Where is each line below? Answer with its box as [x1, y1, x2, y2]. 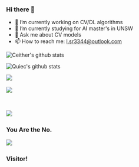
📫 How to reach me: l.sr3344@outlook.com [14, 38, 123, 45]
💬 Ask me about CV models [14, 31, 81, 38]
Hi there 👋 [6, 5, 35, 14]
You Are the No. [6, 126, 52, 134]
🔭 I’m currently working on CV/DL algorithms [14, 19, 123, 26]
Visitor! [6, 155, 28, 163]
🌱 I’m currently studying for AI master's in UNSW [14, 25, 134, 32]
